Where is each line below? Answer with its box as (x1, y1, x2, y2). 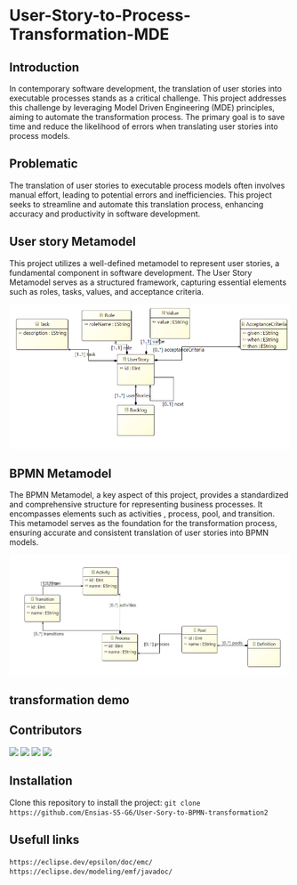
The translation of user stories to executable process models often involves (9, 180, 285, 191)
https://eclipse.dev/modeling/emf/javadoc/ (9, 867, 173, 876)
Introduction (9, 60, 80, 75)
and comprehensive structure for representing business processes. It (9, 499, 263, 510)
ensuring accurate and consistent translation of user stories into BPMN (9, 527, 269, 539)
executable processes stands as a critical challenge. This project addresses (9, 93, 287, 103)
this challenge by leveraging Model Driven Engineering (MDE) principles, (9, 102, 276, 112)
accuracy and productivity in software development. (9, 208, 201, 219)
